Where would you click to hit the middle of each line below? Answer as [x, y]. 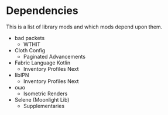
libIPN [22, 75]
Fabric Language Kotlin [42, 63]
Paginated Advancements [54, 56]
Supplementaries [44, 106]
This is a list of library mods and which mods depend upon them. [84, 27]
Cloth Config [30, 50]
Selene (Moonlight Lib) [42, 99]
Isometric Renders [45, 94]
